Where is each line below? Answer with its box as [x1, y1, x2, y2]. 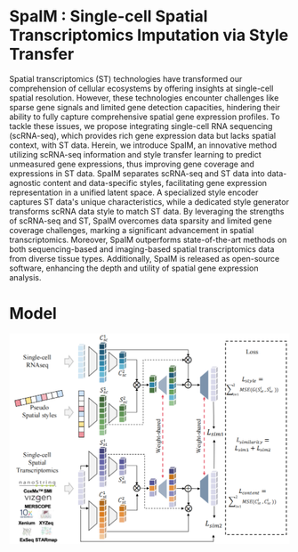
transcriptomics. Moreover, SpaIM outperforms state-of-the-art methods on [9, 234, 287, 245]
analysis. [9, 272, 42, 282]
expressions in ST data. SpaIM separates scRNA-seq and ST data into [9, 167, 265, 179]
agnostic [9, 177, 42, 188]
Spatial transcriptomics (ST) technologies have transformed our [9, 73, 243, 84]
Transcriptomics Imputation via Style [9, 25, 289, 45]
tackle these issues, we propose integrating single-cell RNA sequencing [9, 120, 273, 131]
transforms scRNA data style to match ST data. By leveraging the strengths [9, 206, 285, 216]
